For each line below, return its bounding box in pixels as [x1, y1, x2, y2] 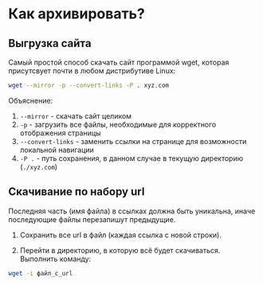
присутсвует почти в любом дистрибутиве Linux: [8, 66, 176, 76]
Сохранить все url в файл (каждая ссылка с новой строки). [19, 230, 222, 240]
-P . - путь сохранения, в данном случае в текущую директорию [19, 153, 244, 163]
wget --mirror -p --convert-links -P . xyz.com [8, 81, 170, 89]
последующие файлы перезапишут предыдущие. [8, 214, 176, 224]
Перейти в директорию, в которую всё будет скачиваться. [19, 245, 221, 255]
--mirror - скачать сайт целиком [19, 111, 132, 120]
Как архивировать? [8, 5, 145, 23]
